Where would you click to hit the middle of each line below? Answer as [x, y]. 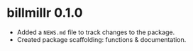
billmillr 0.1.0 [45, 13]
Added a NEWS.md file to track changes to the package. [96, 32]
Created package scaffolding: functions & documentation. [101, 39]
